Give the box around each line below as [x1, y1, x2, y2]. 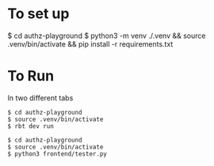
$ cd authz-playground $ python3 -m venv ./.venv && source [7, 31, 206, 40]
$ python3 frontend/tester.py [7, 149, 108, 158]
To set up [7, 5, 70, 23]
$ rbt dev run [7, 122, 55, 130]
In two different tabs [7, 92, 74, 103]
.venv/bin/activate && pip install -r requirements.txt [7, 39, 174, 48]
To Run [7, 67, 55, 85]
